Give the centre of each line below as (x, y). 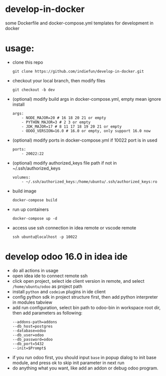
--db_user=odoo (28, 335)
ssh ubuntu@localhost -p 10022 (45, 237)
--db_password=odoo (33, 339)
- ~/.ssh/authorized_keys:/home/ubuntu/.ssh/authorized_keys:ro (89, 182)
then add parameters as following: (47, 313)
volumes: (21, 177)
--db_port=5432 (28, 344)
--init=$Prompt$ (29, 348)
